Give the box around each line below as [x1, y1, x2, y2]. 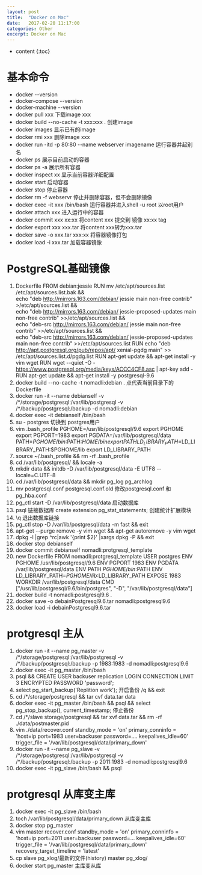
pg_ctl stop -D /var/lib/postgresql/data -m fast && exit [15, 521, 149, 528]
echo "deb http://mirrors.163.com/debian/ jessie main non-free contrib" [15, 295, 192, 302]
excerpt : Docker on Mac [7, 31, 67, 37]
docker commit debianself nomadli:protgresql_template [15, 546, 153, 554]
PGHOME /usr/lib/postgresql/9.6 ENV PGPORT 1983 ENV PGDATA [15, 559, 179, 566]
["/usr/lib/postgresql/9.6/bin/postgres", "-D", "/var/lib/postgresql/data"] [15, 584, 193, 592]
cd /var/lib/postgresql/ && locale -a [15, 459, 103, 466]
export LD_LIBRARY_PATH [86, 446, 151, 453]
